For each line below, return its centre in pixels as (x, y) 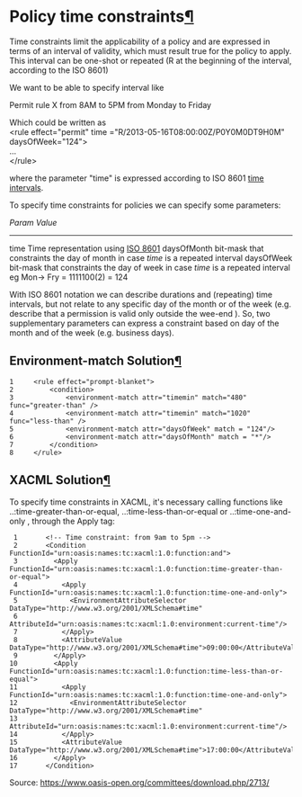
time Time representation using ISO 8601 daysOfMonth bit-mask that (137, 248)
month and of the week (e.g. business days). (92, 332)
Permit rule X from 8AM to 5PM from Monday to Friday (111, 104)
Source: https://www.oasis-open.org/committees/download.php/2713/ (139, 782)
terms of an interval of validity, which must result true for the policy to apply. (151, 50)
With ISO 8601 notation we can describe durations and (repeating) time (141, 294)
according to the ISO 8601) (59, 70)
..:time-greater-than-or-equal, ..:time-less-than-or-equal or (119, 511)
